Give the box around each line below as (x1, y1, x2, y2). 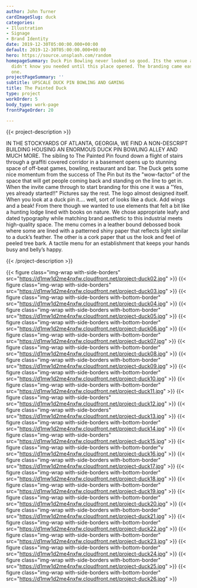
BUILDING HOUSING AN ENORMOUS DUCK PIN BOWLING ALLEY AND (6, 146, 178, 153)
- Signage (6, 31, 30, 36)
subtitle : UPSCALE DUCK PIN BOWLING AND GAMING (6, 80, 125, 86)
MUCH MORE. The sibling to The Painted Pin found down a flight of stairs (6, 152, 184, 160)
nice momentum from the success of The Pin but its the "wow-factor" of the (6, 171, 191, 178)
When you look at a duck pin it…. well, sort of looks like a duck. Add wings (6, 196, 186, 203)
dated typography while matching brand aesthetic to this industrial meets (6, 215, 183, 222)
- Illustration (6, 25, 43, 31)
